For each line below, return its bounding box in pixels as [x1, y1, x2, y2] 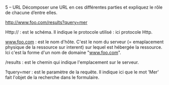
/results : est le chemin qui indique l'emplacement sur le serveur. [5, 59, 139, 65]
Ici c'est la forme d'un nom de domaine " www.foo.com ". [5, 50, 122, 55]
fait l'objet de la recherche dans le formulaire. [5, 74, 100, 80]
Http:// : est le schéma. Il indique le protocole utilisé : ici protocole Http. [5, 29, 153, 35]
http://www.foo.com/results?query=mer [5, 20, 88, 25]
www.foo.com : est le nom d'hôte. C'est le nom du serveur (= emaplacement [5, 39, 164, 45]
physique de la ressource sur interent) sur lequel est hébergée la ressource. [5, 44, 162, 50]
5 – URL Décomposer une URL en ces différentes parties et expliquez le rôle [5, 5, 162, 10]
